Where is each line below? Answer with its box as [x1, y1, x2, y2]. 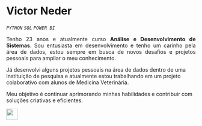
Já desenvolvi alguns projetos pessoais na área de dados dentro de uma [6, 66, 186, 73]
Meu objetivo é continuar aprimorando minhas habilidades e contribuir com [6, 90, 193, 97]
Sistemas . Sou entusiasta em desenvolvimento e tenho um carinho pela [6, 42, 196, 49]
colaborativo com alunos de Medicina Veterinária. [6, 79, 129, 86]
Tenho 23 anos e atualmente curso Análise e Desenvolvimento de [6, 35, 197, 42]
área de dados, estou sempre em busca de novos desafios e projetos [6, 48, 196, 55]
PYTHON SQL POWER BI [6, 25, 55, 31]
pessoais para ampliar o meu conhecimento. [6, 54, 116, 62]
